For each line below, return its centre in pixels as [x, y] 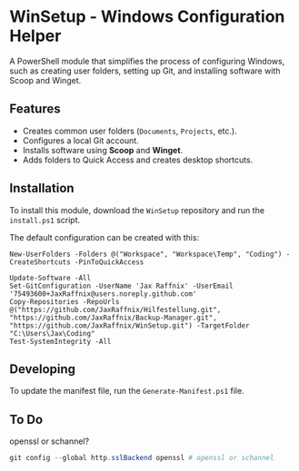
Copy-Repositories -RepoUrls [65, 301]
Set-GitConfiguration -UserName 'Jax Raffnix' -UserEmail [121, 286]
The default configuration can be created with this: [105, 237]
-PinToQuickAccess [109, 262]
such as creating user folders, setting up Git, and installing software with [145, 71]
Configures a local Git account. [80, 140]
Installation [42, 188]
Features [35, 109]
